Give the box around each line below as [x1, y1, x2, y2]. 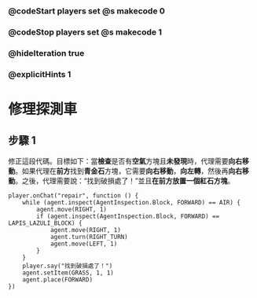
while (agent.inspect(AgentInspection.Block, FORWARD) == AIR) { [22, 198, 241, 206]
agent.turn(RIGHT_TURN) [50, 233, 128, 241]
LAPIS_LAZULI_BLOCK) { [8, 219, 83, 227]
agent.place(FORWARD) [22, 275, 93, 284]
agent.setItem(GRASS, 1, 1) [22, 269, 114, 277]
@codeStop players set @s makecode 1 [8, 26, 163, 37]
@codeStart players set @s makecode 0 [8, 6, 165, 17]
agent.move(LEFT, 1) [50, 240, 118, 248]
